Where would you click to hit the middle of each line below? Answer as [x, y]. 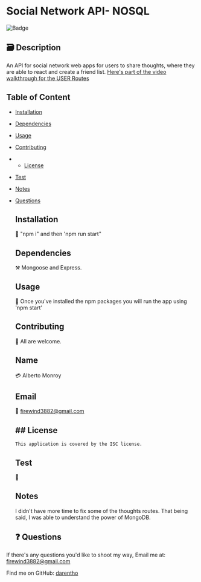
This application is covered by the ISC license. [79, 444]
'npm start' [29, 308]
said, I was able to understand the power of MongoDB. [83, 517]
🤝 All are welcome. [38, 341]
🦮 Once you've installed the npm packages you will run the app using [101, 301]
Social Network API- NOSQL [78, 11]
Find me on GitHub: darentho [42, 573]
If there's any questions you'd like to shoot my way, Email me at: [86, 555]
